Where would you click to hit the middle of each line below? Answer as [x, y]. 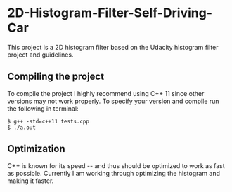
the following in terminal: [43, 108]
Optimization [36, 149]
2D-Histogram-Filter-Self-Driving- [110, 13]
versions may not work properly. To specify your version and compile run [113, 101]
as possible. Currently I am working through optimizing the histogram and [114, 173]
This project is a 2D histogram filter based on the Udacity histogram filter [113, 47]
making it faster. [31, 181]
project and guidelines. [40, 55]
